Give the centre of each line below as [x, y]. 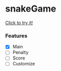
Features [16, 36]
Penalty [20, 52]
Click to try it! [19, 23]
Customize [24, 64]
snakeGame [31, 9]
